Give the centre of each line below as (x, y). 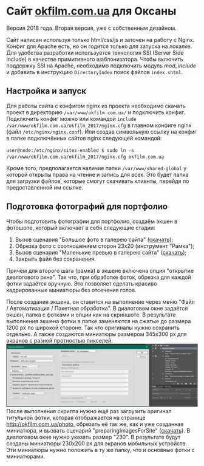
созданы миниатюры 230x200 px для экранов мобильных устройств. (97, 443)
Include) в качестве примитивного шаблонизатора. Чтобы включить (95, 59)
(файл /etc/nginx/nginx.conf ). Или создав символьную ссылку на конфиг (102, 131)
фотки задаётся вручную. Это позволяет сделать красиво (82, 283)
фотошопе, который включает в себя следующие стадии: (81, 228)
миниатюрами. (26, 456)
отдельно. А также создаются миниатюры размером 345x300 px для (97, 334)
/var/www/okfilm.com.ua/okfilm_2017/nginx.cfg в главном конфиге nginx (99, 125)
